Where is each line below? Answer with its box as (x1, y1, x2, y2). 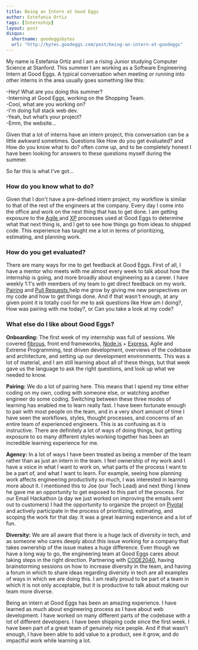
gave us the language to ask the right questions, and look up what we (6, 365, 175, 372)
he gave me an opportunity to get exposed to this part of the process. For (6, 488, 184, 495)
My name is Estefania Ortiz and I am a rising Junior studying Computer (6, 57, 178, 65)
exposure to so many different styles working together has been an (6, 433, 169, 440)
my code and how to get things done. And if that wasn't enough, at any (6, 293, 179, 300)
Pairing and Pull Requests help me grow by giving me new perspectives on (6, 287, 187, 294)
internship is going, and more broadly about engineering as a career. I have (6, 274, 189, 281)
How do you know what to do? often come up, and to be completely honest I (6, 143, 192, 151)
